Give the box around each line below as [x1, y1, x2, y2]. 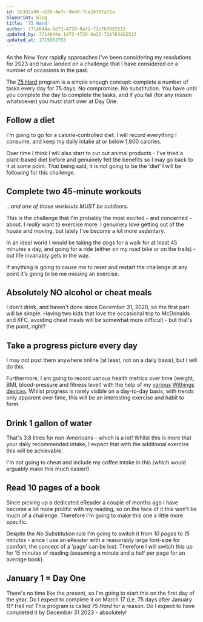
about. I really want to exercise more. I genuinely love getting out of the [6, 221, 184, 228]
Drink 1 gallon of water [6, 418, 93, 428]
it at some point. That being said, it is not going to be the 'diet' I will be [6, 162, 182, 170]
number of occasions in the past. [6, 67, 89, 73]
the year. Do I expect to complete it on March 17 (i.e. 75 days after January [6, 595, 192, 603]
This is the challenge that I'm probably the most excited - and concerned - [6, 214, 192, 221]
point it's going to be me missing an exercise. [6, 270, 119, 277]
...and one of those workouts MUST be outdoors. [6, 202, 129, 210]
